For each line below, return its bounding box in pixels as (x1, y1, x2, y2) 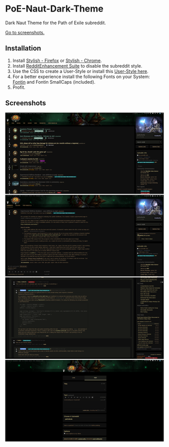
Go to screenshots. (5, 29, 45, 35)
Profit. (12, 84, 26, 90)
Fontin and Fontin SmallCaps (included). (12, 79, 96, 85)
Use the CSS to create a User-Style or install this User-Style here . (12, 68, 149, 74)
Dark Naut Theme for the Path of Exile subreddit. (5, 20, 107, 26)
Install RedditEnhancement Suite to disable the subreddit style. (12, 62, 142, 69)
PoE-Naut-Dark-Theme (5, 3, 104, 15)
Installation (5, 44, 41, 53)
